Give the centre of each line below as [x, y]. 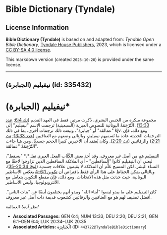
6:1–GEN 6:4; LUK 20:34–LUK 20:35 [50, 222]
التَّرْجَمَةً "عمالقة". [22, 146]
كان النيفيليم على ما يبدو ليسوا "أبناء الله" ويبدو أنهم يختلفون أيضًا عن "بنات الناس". [81, 192]
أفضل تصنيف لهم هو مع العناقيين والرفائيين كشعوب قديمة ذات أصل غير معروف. [79, 197]
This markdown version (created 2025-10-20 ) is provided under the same [80, 59]
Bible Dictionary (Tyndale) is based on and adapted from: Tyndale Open [80, 39]
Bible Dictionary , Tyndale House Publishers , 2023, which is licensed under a [83, 45]
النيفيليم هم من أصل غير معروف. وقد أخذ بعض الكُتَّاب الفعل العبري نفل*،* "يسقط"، [83, 156]
